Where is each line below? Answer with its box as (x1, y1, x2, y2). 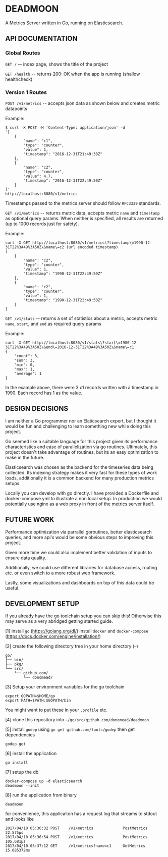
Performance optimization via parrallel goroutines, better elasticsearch (5, 528, 152, 535)
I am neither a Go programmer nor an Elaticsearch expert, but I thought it (5, 417, 156, 424)
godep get (5, 741, 26, 747)
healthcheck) (5, 76, 33, 82)
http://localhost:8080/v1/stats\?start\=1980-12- (32, 340, 139, 345)
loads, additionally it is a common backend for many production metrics (5, 475, 154, 481)
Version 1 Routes (5, 89, 47, 96)
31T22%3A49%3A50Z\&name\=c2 (5, 244, 65, 250)
